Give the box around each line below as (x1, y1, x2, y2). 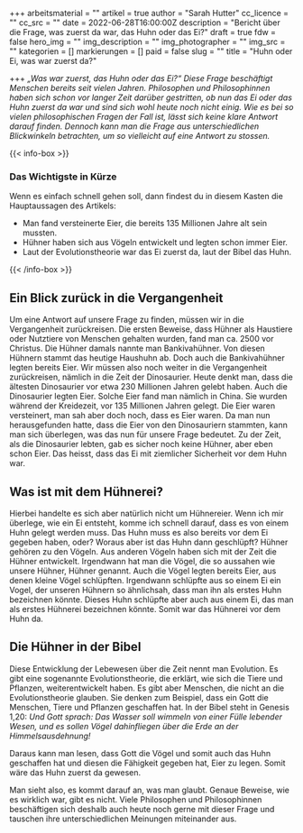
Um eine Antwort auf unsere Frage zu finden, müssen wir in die (9, 315, 245, 325)
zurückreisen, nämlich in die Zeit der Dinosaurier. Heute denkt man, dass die (9, 371, 293, 382)
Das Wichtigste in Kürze (9, 170, 117, 183)
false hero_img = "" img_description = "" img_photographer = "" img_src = (9, 36, 286, 47)
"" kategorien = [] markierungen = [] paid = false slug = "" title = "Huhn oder (9, 46, 293, 57)
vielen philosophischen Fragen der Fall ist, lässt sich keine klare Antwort (9, 112, 279, 122)
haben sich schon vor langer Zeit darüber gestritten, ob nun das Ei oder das (9, 92, 293, 103)
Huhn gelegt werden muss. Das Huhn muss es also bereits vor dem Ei (9, 526, 269, 537)
